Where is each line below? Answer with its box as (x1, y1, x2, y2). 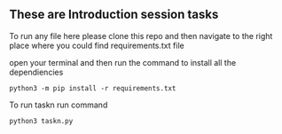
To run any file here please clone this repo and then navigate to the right (9, 30, 273, 41)
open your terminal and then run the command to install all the (9, 57, 237, 67)
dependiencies (9, 67, 64, 77)
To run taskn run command (9, 99, 108, 110)
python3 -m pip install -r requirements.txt (9, 83, 176, 92)
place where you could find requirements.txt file (9, 40, 184, 51)
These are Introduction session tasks (9, 7, 219, 22)
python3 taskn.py (9, 116, 74, 125)
